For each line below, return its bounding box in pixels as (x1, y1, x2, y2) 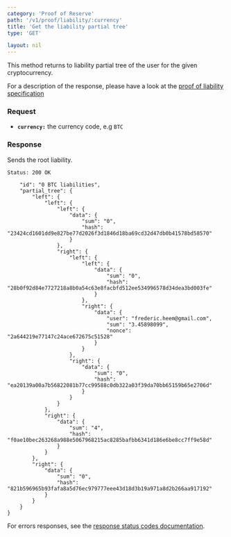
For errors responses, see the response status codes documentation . (7, 522, 205, 530)
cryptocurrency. (7, 69, 53, 77)
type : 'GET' (7, 29, 42, 37)
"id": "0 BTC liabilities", (19, 181, 101, 188)
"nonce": (106, 327, 132, 334)
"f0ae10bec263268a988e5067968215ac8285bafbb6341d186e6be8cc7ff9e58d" (7, 436, 213, 443)
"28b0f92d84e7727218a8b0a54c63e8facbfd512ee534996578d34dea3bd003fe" (7, 284, 213, 292)
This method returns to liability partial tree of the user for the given (7, 61, 198, 69)
